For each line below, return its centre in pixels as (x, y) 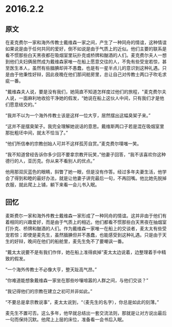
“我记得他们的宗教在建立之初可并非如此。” (49, 291)
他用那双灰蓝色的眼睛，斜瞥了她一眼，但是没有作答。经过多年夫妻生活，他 (84, 172)
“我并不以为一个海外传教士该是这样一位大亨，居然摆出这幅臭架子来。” (78, 115)
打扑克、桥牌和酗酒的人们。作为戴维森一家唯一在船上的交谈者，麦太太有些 (84, 228)
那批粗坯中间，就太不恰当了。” (37, 133)
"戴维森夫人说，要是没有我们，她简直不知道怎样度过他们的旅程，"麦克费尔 (84, 92)
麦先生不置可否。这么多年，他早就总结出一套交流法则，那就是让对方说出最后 (86, 313)
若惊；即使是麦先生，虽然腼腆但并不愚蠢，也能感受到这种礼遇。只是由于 (86, 235)
